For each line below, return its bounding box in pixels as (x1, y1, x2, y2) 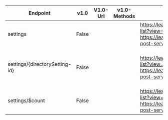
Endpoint (28, 10, 51, 17)
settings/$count (7, 97, 45, 104)
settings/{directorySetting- (7, 61, 71, 67)
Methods (113, 13, 135, 20)
